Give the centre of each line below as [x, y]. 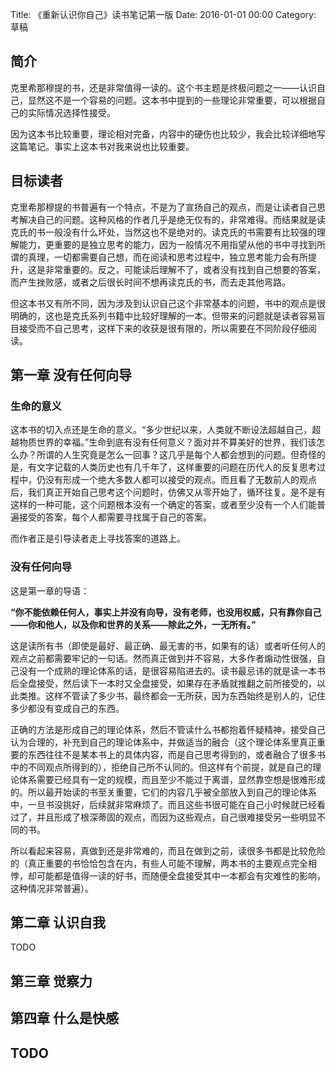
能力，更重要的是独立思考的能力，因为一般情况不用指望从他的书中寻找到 [167, 244]
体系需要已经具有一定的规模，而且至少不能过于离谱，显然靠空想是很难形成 [172, 779]
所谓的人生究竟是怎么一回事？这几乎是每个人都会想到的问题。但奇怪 [176, 455]
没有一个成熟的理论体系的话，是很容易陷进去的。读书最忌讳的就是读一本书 [172, 670]
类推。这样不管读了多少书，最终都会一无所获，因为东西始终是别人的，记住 [172, 695]
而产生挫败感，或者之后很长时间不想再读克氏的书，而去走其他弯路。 [150, 282]
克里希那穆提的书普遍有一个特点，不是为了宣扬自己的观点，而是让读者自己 [163, 207]
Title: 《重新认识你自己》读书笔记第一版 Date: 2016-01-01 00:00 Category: [163, 14]
